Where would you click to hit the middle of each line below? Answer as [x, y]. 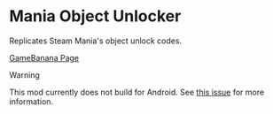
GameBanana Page [44, 57]
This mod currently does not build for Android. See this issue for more [136, 92]
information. [31, 101]
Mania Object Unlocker [95, 16]
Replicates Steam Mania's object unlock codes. [96, 41]
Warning [24, 75]
